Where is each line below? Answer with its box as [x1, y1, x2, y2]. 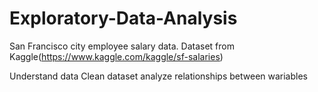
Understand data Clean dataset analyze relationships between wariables [9, 70, 308, 82]
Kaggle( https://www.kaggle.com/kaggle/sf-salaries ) [9, 50, 224, 62]
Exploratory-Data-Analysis [9, 7, 238, 30]
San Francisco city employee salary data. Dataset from [9, 40, 235, 52]
